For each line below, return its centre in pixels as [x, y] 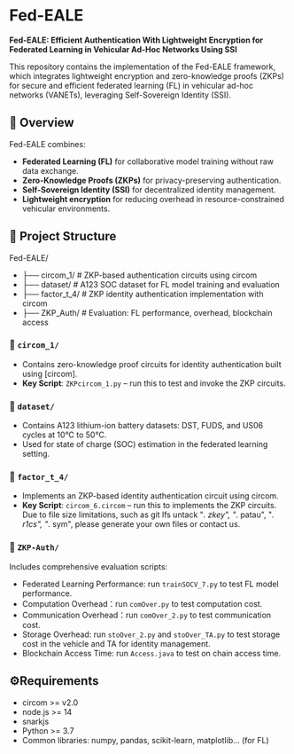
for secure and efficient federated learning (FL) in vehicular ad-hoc [132, 85]
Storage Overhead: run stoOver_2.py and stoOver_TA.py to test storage [151, 634]
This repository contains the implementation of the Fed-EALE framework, [143, 67]
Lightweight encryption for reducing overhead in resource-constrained [153, 199]
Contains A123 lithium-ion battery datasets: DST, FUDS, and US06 [143, 426]
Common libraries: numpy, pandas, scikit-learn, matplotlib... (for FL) [146, 740]
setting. [36, 454]
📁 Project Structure [63, 236]
